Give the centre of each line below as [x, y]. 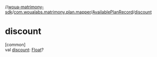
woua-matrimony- [26, 7]
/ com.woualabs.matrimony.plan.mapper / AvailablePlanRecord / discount [82, 12]
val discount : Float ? [24, 49]
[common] [15, 45]
